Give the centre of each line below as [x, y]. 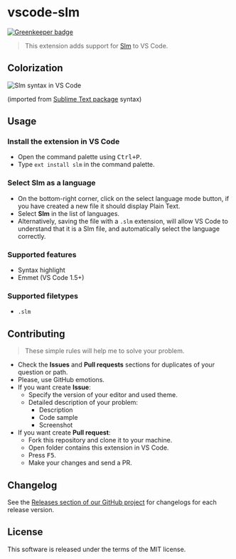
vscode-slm [44, 12]
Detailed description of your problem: [83, 403]
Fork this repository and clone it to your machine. [100, 440]
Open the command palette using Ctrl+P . [80, 157]
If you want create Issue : [54, 387]
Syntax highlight [41, 270]
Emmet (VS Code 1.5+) [51, 278]
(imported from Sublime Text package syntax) [75, 99]
